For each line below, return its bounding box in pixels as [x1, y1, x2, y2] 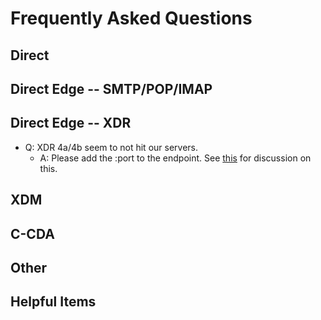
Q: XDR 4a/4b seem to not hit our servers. [24, 141, 199, 153]
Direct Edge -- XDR [10, 115, 132, 132]
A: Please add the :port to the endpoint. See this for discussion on [39, 152, 312, 164]
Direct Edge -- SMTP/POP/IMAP [10, 80, 213, 97]
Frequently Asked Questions [10, 7, 253, 30]
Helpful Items [10, 293, 97, 311]
